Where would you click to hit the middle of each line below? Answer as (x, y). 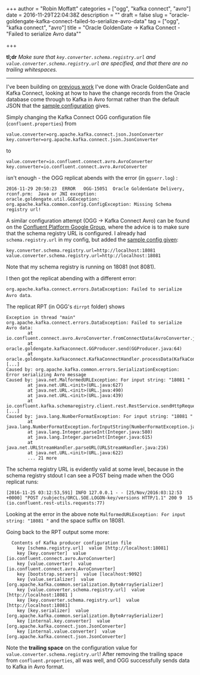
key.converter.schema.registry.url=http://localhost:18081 (81, 251)
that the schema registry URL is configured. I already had (76, 233)
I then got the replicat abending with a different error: (71, 278)
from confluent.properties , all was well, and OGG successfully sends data (98, 660)
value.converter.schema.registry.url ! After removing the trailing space (95, 654)
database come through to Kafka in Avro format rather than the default (93, 99)
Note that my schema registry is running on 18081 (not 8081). (81, 267)
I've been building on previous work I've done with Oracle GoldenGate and (97, 87)
